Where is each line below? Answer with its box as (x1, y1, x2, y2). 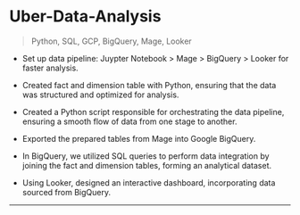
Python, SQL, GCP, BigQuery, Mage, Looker (30, 36, 192, 46)
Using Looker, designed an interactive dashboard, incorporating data (21, 177, 276, 188)
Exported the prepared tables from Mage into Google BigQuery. (21, 133, 256, 144)
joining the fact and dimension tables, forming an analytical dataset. (21, 160, 272, 170)
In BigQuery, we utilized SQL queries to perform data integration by (21, 150, 270, 161)
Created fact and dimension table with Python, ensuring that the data (21, 79, 277, 90)
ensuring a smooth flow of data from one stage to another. (21, 116, 237, 127)
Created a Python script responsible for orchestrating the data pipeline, (21, 106, 285, 117)
